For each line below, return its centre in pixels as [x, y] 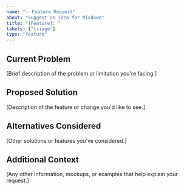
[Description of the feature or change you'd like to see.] [76, 107]
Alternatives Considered [54, 126]
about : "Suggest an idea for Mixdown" [55, 18]
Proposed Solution [42, 92]
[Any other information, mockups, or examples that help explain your [92, 174]
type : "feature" [27, 34]
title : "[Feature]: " [34, 23]
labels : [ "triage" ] [31, 29]
